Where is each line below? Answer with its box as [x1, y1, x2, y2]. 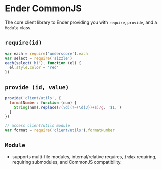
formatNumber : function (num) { [9, 100, 77, 105]
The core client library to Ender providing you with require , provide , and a [5, 19, 157, 25]
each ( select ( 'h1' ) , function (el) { [5, 60, 81, 65]
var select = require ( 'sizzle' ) [5, 56, 72, 61]
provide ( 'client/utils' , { [5, 95, 61, 100]
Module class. [5, 24, 32, 30]
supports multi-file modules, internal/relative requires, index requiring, [12, 153, 157, 160]
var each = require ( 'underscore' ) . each [5, 51, 88, 56]
